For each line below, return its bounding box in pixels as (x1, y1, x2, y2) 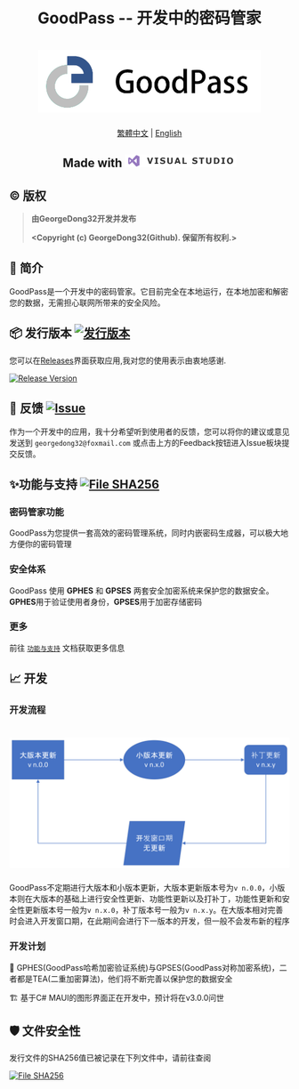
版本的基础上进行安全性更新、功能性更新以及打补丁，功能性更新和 (39, 893, 282, 904)
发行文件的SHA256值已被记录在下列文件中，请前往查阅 (9, 1053, 212, 1063)
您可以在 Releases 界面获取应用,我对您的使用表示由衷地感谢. (9, 355, 227, 366)
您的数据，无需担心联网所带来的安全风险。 (9, 297, 166, 308)
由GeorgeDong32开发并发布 (30, 214, 136, 224)
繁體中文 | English (117, 127, 182, 138)
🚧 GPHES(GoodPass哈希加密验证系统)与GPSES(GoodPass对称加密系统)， (9, 962, 280, 972)
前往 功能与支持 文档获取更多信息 (9, 642, 125, 653)
